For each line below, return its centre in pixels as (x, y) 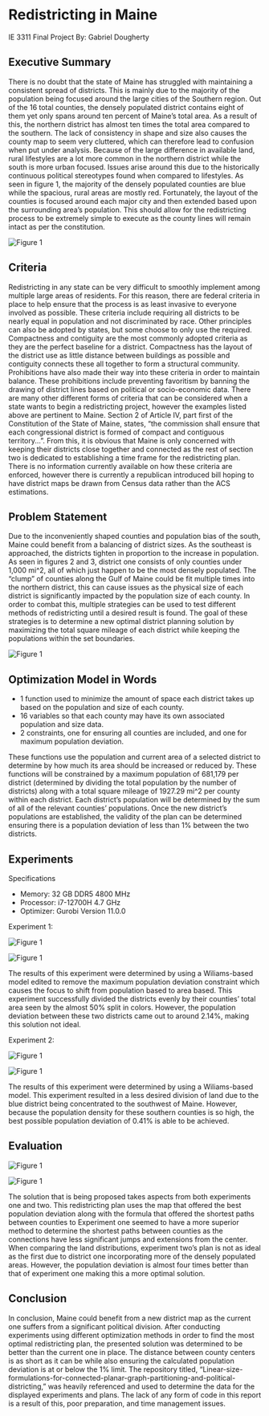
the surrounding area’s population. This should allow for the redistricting (127, 210)
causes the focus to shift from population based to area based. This (120, 990)
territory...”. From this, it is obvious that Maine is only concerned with (122, 440)
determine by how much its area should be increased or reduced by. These (132, 765)
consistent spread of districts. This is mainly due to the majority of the (124, 90)
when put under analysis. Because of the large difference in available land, (132, 149)
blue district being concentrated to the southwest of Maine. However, (123, 1104)
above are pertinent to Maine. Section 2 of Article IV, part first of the (120, 414)
